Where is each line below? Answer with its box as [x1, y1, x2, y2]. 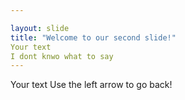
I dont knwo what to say [10, 51, 114, 61]
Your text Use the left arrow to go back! [10, 79, 173, 91]
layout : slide [10, 23, 70, 33]
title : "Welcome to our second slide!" [10, 32, 177, 43]
